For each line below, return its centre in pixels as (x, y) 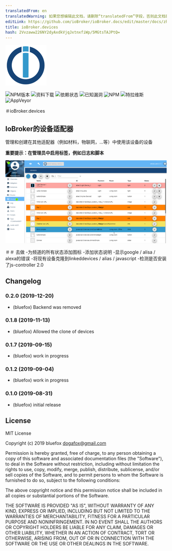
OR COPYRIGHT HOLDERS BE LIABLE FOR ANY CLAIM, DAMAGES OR (79, 527)
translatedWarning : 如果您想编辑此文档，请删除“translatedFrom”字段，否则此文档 (85, 16)
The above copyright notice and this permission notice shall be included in (84, 490)
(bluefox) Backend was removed (47, 307)
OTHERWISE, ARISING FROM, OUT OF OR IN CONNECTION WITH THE (80, 538)
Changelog (23, 281)
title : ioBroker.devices (32, 27)
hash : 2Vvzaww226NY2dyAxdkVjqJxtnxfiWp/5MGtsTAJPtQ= (63, 33)
